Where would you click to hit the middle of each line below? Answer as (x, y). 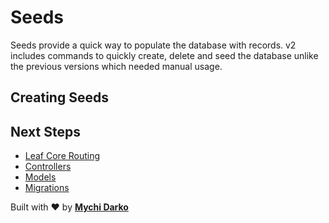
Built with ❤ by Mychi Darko (69, 207)
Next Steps (45, 131)
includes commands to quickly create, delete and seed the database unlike (164, 55)
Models (40, 177)
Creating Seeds (59, 97)
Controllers (48, 167)
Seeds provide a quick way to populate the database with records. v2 (153, 45)
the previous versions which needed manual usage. (116, 66)
